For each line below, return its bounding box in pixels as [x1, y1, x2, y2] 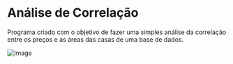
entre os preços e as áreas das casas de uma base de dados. [7, 35, 183, 43]
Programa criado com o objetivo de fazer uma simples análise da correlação [7, 28, 227, 36]
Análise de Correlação [7, 5, 139, 21]
